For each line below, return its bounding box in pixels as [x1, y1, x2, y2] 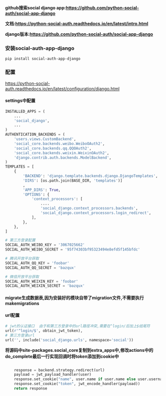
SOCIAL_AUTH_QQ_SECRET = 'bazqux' [5, 265, 77, 270]
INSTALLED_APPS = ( [5, 109, 45, 114]
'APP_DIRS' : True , [23, 187, 61, 193]
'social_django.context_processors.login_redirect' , [40, 210, 152, 215]
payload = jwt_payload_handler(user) [14, 372, 92, 377]
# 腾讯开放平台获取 [5, 256, 40, 261]
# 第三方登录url [5, 332, 35, 338]
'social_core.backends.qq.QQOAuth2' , [14, 146, 92, 151]
